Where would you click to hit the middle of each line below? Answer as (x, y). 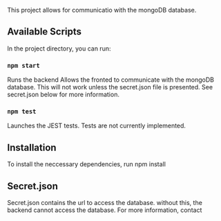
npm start (23, 65)
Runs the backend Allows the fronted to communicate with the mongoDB (111, 80)
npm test (22, 112)
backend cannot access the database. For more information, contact (105, 210)
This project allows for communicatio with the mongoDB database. (102, 10)
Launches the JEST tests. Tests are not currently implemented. (97, 126)
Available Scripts (44, 32)
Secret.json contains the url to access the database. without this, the (105, 203)
